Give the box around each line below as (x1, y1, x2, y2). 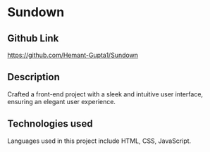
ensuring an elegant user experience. (7, 97, 116, 106)
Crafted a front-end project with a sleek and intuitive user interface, (7, 89, 203, 99)
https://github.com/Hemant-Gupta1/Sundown (7, 51, 139, 59)
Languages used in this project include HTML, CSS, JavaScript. (7, 137, 192, 145)
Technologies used (7, 118, 93, 130)
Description (7, 71, 60, 83)
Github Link (7, 32, 59, 44)
